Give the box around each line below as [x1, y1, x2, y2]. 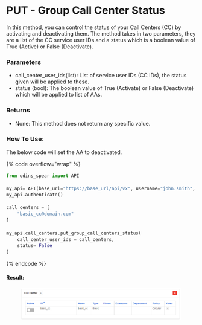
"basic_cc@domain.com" [17, 211, 74, 217]
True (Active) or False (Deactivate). [6, 43, 93, 50]
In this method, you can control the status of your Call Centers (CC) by [6, 24, 181, 31]
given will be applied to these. [14, 78, 89, 85]
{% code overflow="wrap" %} [6, 160, 81, 167]
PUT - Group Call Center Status [6, 4, 165, 18]
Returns [6, 106, 30, 115]
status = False [17, 243, 52, 249]
